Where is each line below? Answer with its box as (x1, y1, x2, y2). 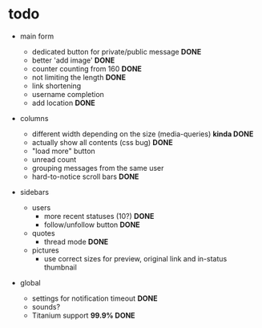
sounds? (31, 302, 61, 311)
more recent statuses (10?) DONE (43, 211, 155, 221)
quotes (31, 228, 55, 237)
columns (19, 113, 49, 123)
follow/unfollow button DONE (43, 220, 140, 229)
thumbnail (43, 262, 78, 272)
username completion (31, 89, 104, 99)
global (19, 277, 42, 287)
